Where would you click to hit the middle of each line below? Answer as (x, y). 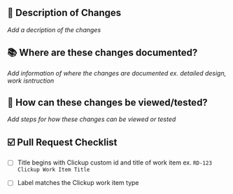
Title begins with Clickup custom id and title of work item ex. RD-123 (114, 162)
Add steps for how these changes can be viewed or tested (92, 119)
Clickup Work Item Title (54, 170)
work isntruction (31, 81)
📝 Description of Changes (64, 13)
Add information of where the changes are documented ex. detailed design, (117, 73)
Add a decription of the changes (54, 29)
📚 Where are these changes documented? (103, 53)
